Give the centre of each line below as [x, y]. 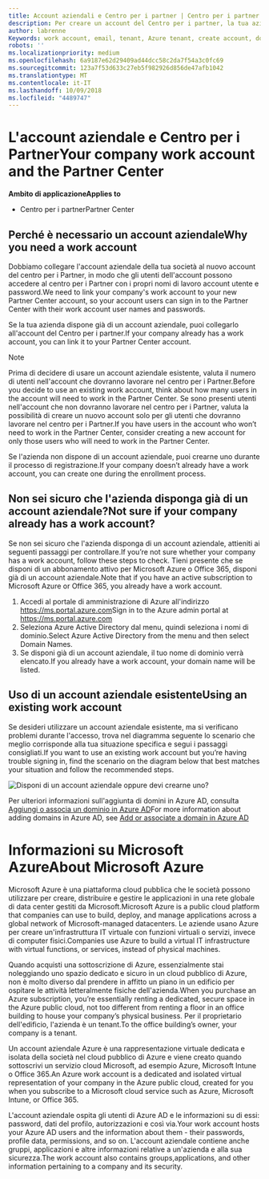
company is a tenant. [43, 1033]
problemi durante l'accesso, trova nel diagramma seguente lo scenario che [132, 735]
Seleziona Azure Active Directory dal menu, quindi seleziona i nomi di [134, 627]
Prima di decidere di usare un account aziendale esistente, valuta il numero [132, 373]
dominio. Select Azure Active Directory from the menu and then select [134, 636]
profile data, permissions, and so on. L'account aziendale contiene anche [129, 1140]
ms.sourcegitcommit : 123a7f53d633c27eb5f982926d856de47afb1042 [116, 68]
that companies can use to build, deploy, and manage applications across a [132, 915]
